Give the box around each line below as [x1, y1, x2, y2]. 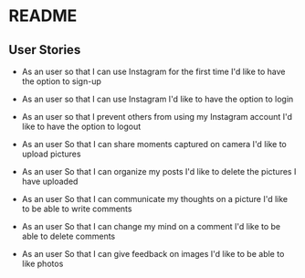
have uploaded [21, 176, 79, 187]
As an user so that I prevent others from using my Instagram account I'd [21, 112, 293, 122]
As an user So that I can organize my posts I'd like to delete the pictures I [21, 166, 297, 176]
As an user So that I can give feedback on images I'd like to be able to [21, 249, 285, 259]
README [8, 5, 78, 27]
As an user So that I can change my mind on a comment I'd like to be [21, 221, 281, 231]
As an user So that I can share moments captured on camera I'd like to [21, 139, 287, 149]
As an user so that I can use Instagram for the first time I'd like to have [21, 66, 286, 77]
